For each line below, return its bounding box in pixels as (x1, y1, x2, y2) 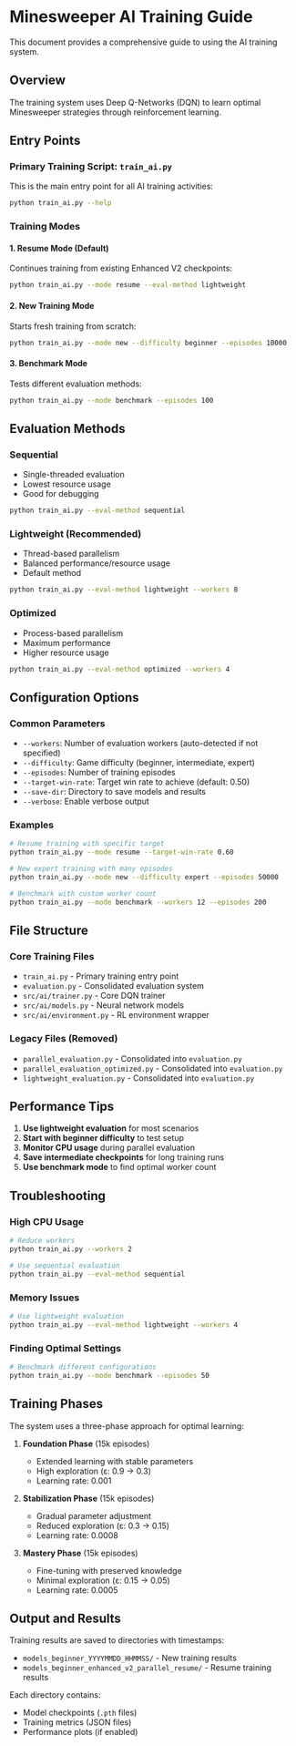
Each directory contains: (9, 1690, 102, 1700)
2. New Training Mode (9, 300, 95, 311)
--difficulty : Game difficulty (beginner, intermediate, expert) (22, 757, 255, 768)
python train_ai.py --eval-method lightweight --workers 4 (9, 1320, 239, 1330)
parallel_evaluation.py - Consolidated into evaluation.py (22, 1053, 243, 1063)
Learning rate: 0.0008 (36, 1529, 118, 1541)
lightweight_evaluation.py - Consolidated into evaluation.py (22, 1073, 255, 1084)
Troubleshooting (9, 1187, 107, 1204)
